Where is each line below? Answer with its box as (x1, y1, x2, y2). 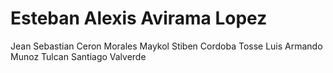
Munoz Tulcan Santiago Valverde (10, 50, 147, 62)
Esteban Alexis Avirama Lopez (10, 7, 268, 30)
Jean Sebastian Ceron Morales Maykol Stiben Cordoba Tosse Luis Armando (10, 40, 323, 52)
